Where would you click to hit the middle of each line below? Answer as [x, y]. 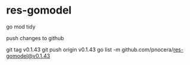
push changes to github [35, 38]
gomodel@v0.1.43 [28, 56]
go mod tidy [21, 27]
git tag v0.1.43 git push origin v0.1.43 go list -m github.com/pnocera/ [90, 49]
